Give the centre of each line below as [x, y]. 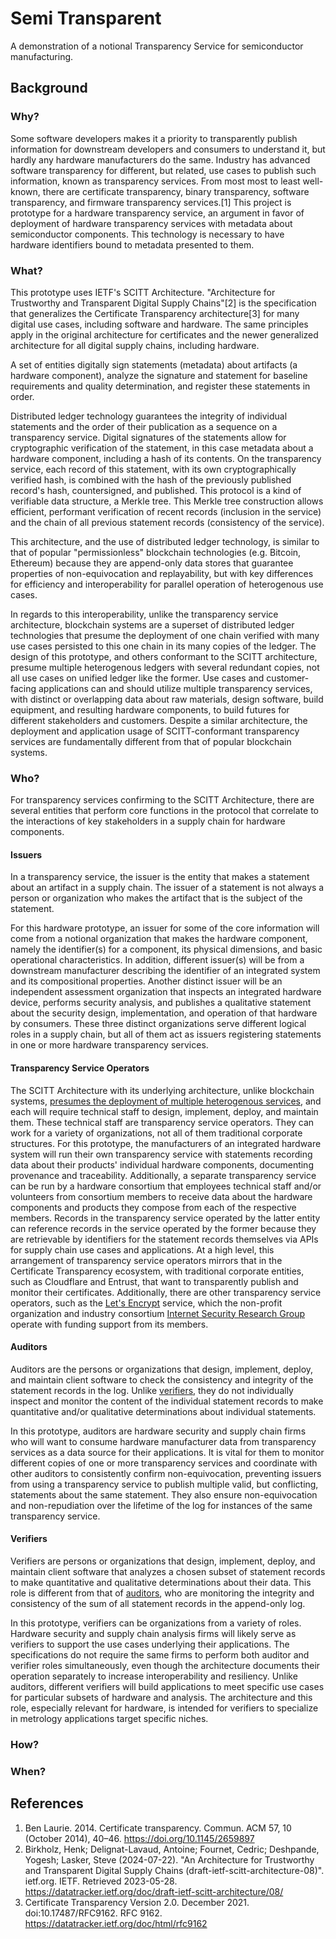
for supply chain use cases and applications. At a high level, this [142, 1249]
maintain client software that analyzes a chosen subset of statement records [168, 1572]
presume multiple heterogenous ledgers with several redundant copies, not [165, 667]
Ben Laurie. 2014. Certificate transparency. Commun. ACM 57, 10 [158, 1828]
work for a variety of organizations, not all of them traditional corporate [156, 1133]
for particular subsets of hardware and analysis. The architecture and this [161, 1698]
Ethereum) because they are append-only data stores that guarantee [152, 563]
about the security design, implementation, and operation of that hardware [164, 1013]
